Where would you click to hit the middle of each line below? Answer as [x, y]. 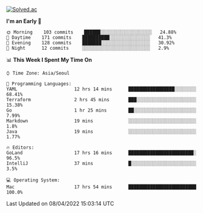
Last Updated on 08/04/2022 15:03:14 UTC [60, 204]
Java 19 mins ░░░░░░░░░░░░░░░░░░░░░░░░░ [101, 132]
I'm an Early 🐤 [24, 21]
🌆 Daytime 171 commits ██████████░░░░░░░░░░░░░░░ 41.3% [89, 38]
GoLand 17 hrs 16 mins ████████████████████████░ [101, 153]
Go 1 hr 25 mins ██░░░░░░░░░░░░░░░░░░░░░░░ [101, 110]
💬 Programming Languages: [39, 84]
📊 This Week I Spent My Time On [49, 60]
